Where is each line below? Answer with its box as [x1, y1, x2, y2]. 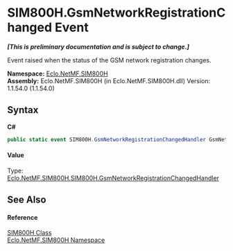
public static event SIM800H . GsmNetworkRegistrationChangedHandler [7, 136, 207, 143]
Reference [7, 213, 38, 221]
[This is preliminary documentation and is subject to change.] [7, 42, 189, 51]
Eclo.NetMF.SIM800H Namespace [7, 236, 105, 244]
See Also [7, 194, 46, 206]
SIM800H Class [7, 229, 52, 237]
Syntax [7, 104, 39, 116]
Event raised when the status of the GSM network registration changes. [7, 55, 212, 64]
